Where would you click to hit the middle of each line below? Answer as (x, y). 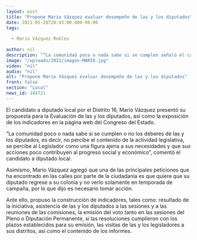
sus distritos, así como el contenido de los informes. (69, 231)
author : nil (21, 50)
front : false (22, 83)
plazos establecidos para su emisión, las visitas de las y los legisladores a (95, 224)
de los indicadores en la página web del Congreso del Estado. (81, 122)
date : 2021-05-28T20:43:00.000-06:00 (52, 22)
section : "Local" (27, 88)
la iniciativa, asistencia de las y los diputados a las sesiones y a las (86, 206)
